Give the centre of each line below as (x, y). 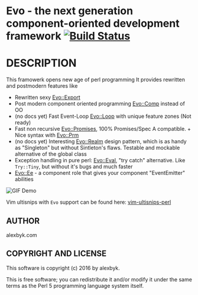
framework (34, 36)
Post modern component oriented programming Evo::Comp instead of (100, 104)
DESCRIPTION (41, 63)
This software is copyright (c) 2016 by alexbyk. (63, 268)
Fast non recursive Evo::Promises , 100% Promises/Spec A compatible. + (103, 129)
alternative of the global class (51, 154)
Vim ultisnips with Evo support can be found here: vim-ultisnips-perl (89, 202)
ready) (23, 123)
